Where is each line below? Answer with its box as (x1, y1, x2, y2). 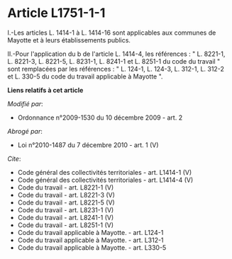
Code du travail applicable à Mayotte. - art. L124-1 (17, 228, 164, 236)
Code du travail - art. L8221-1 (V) (17, 183, 114, 192)
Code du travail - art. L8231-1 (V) (17, 205, 114, 214)
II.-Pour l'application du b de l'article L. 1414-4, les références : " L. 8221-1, (7, 50, 226, 58)
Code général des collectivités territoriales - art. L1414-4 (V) (17, 175, 194, 184)
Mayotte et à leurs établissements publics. (7, 35, 131, 44)
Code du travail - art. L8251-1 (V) (17, 221, 114, 229)
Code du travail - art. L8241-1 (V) (17, 213, 114, 221)
